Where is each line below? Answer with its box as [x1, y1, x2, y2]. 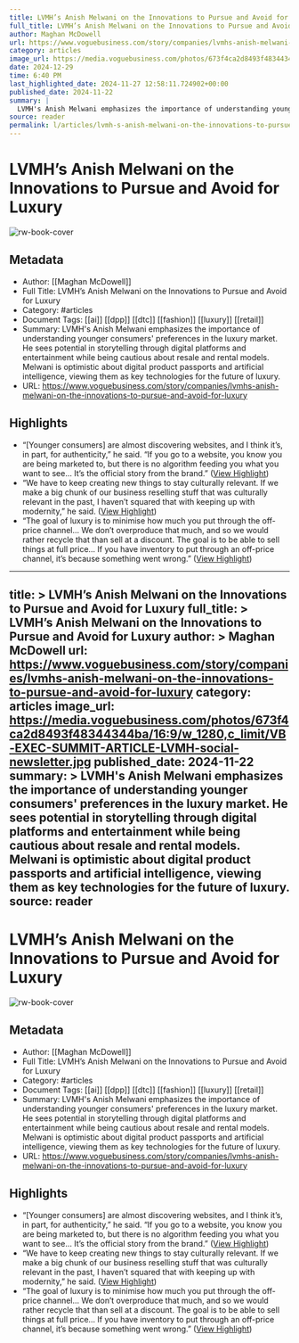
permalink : [9, 121, 50, 130]
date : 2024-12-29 [9, 63, 74, 72]
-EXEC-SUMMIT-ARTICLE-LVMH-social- [9, 740, 240, 755]
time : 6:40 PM [9, 71, 62, 80]
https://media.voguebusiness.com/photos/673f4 [9, 713, 289, 728]
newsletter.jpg [9, 754, 92, 770]
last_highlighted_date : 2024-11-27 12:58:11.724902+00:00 [9, 79, 229, 88]
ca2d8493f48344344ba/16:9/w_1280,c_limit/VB [9, 726, 287, 741]
